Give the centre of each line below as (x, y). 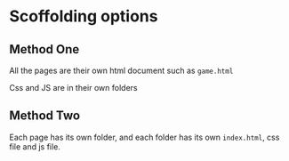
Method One (44, 49)
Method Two (45, 116)
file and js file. (35, 146)
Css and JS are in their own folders (73, 88)
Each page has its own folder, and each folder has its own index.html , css (144, 137)
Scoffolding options (84, 16)
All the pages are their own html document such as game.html (121, 70)
